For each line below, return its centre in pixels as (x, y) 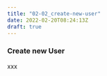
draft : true (24, 26)
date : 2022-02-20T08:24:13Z (48, 20)
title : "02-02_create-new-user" (54, 14)
